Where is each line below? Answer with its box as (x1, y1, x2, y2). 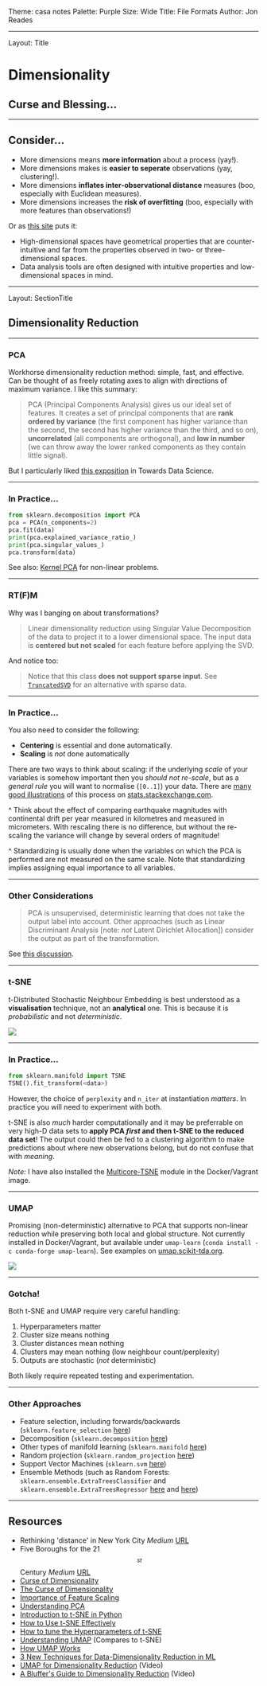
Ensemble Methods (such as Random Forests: (19, 1467, 171, 1477)
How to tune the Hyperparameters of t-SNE (19, 1627, 162, 1637)
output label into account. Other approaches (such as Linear (27, 917, 225, 927)
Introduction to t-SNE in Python (19, 1610, 122, 1619)
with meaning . (8, 1151, 56, 1161)
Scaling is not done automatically (19, 749, 130, 759)
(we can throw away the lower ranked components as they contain (27, 442, 246, 451)
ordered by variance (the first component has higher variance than (27, 416, 249, 426)
